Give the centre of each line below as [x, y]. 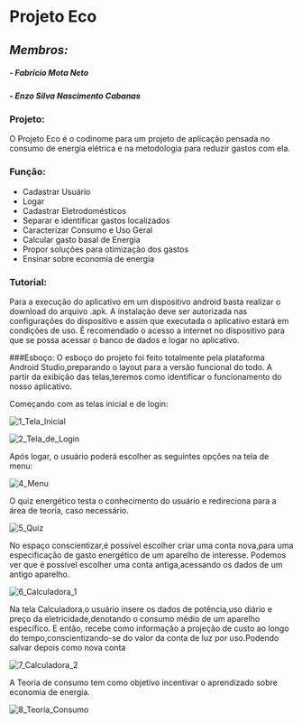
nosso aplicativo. [41, 386]
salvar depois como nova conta [68, 647]
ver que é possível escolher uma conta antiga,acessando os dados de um [146, 564]
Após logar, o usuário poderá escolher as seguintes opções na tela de [139, 456]
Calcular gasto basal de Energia [82, 239]
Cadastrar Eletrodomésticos [74, 210]
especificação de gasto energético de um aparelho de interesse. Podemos [148, 555]
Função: [28, 171]
